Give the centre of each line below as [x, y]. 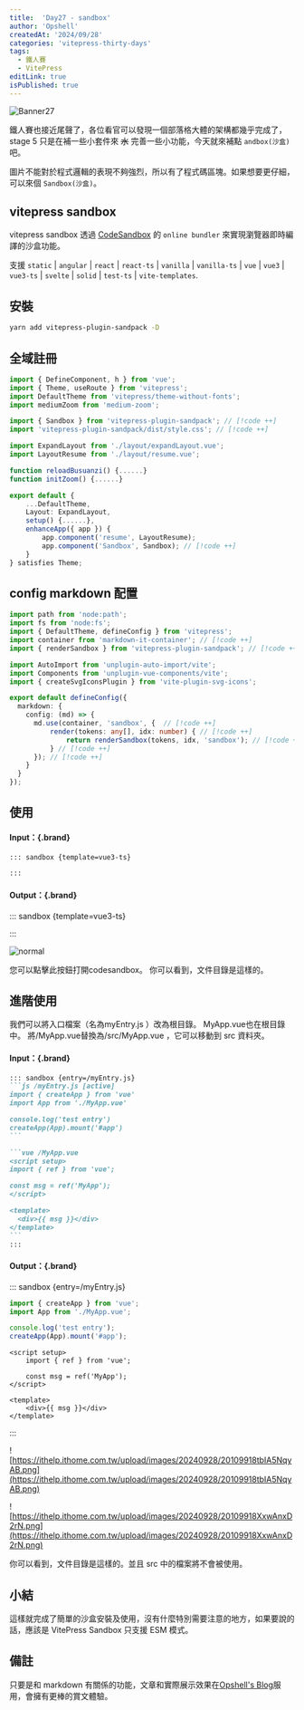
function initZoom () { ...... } [66, 479]
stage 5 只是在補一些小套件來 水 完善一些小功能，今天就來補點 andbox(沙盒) [150, 140]
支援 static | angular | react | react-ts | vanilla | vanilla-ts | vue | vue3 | [147, 265]
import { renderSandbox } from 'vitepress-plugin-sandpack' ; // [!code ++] [155, 648]
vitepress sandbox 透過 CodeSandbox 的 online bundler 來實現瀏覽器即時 [148, 235]
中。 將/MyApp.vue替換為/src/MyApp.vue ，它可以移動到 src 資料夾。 [139, 1036]
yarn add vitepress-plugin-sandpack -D [85, 328]
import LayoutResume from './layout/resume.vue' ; [105, 455]
